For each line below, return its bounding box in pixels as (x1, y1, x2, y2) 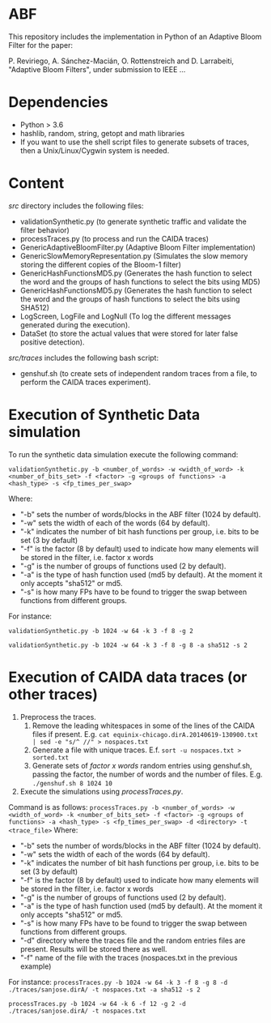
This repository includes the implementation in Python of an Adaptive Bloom (8, 32, 262, 41)
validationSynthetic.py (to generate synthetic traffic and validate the (19, 216, 247, 226)
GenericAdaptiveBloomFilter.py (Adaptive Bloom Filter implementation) (19, 242, 256, 252)
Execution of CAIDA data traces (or (8, 668, 248, 686)
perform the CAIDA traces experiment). (19, 377, 151, 387)
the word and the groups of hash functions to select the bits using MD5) (19, 276, 260, 286)
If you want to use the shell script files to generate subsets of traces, (19, 137, 249, 147)
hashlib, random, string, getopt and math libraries (19, 128, 185, 138)
